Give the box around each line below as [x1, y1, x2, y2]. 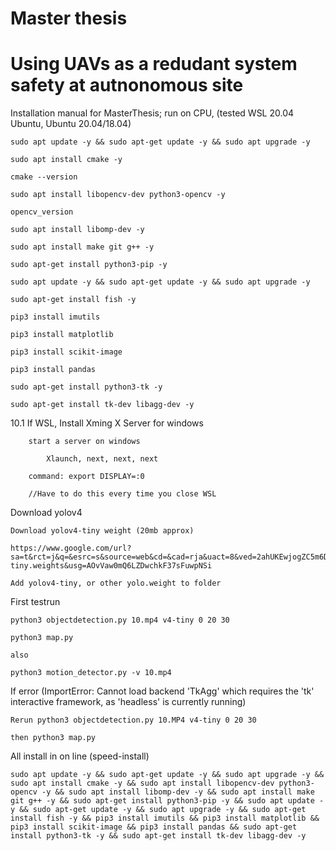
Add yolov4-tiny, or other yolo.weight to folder [10, 578, 222, 589]
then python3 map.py [10, 733, 97, 743]
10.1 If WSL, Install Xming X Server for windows [10, 417, 204, 429]
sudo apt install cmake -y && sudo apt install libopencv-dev [10, 778, 275, 789]
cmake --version [10, 172, 78, 182]
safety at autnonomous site [10, 74, 244, 97]
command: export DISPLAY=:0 [28, 472, 145, 482]
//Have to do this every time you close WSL [28, 489, 217, 499]
